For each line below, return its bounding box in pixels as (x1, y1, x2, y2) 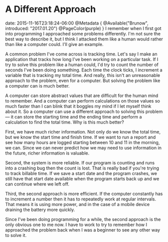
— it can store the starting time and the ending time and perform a (5, 113, 142, 119)
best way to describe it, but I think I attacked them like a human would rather (5, 36, 163, 42)
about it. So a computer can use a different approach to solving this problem (5, 108, 163, 114)
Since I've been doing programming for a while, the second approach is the (5, 216, 161, 222)
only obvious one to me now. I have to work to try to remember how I (5, 221, 147, 227)
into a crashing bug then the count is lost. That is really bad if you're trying (5, 165, 159, 171)
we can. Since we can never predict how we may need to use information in (5, 144, 162, 150)
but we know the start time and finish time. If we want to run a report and (5, 134, 156, 140)
